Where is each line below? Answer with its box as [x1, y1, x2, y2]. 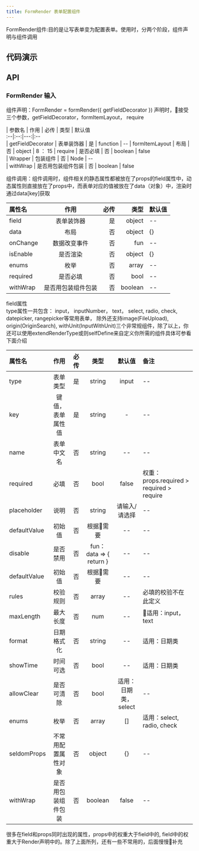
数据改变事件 [52, 239, 89, 247]
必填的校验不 [142, 588, 179, 596]
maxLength [9, 612, 41, 620]
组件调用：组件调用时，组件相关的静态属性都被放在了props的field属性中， [6, 174, 187, 182]
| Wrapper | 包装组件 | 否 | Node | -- [6, 155, 94, 162]
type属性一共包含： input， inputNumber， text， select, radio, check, [6, 307, 178, 315]
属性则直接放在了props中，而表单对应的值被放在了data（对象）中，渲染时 [11, 182, 192, 189]
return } [87, 557, 108, 566]
